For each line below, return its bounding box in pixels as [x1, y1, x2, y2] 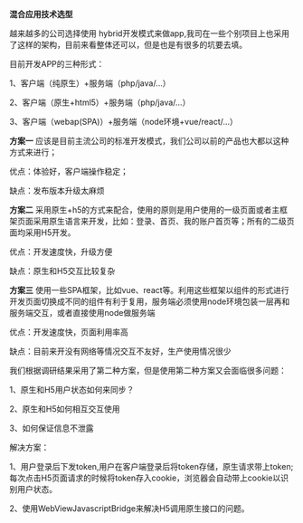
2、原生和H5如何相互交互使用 [9, 404, 120, 414]
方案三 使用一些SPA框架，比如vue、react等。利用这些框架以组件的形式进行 [9, 285, 289, 295]
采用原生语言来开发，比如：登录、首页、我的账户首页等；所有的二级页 [33, 216, 295, 226]
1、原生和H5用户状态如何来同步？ [9, 385, 135, 395]
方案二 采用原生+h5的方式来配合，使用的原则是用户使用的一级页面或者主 [9, 204, 280, 215]
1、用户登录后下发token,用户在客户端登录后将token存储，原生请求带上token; [9, 461, 294, 471]
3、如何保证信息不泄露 [9, 423, 94, 433]
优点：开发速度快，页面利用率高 [9, 327, 128, 338]
